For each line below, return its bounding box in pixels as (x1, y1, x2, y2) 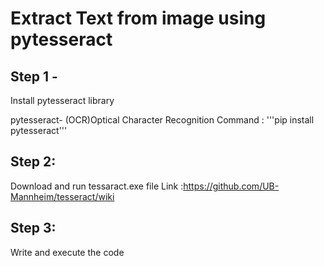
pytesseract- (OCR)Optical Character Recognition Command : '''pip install (10, 114, 315, 126)
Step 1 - (10, 68, 58, 85)
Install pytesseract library (10, 95, 115, 106)
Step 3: (10, 220, 57, 237)
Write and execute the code (10, 246, 125, 258)
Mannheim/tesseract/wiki (10, 190, 115, 202)
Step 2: (10, 153, 57, 171)
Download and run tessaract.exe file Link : (10, 180, 184, 192)
